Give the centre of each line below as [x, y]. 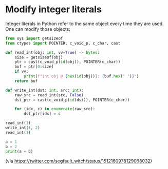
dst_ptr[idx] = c [42, 114]
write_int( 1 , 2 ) [23, 128]
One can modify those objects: [38, 29]
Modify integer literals [53, 9]
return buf [26, 81]
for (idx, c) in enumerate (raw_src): [55, 109]
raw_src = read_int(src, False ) [49, 95]
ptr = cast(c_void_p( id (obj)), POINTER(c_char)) [68, 62]
